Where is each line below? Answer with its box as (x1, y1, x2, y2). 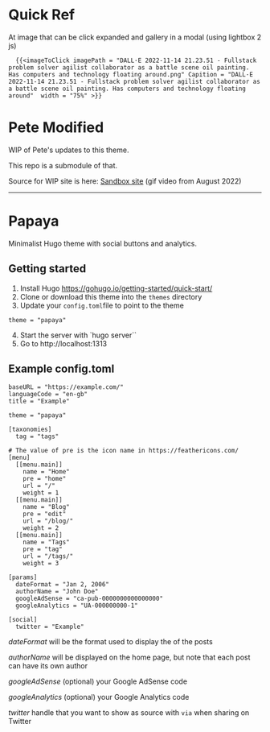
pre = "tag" (22, 545, 63, 553)
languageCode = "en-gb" (8, 391, 88, 399)
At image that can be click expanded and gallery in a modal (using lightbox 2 (8, 32, 262, 42)
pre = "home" (22, 475, 67, 483)
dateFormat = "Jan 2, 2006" (15, 581, 110, 589)
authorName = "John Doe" (15, 588, 99, 596)
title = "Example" (8, 397, 70, 406)
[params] (8, 573, 38, 581)
